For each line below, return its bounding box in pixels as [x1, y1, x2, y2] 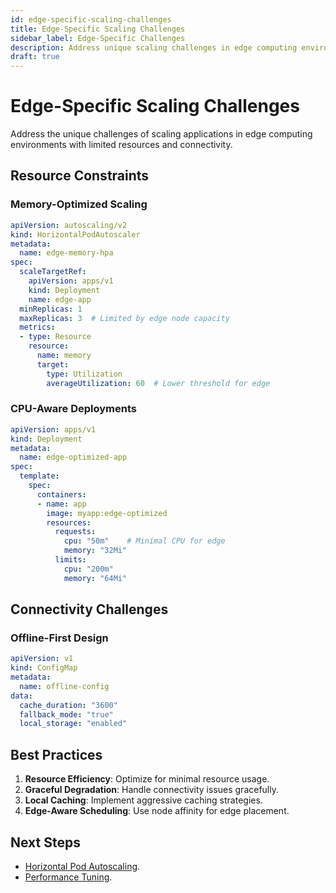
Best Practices [10, 746, 103, 763]
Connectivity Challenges [10, 601, 169, 618]
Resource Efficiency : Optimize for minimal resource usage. [24, 773, 270, 785]
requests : [54, 527, 97, 537]
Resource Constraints [10, 167, 150, 185]
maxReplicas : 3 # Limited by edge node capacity [19, 313, 230, 323]
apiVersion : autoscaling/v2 [10, 220, 128, 230]
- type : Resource [19, 332, 92, 342]
